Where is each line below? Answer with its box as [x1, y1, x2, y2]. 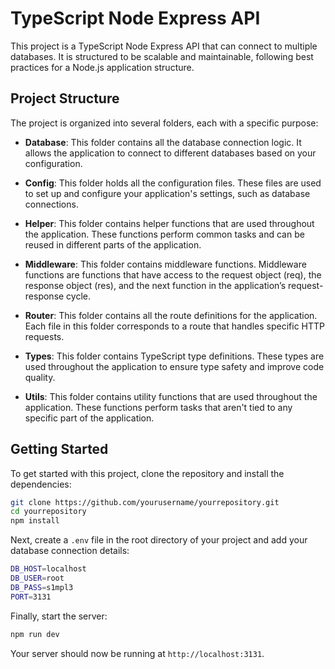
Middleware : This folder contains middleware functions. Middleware [24, 258, 307, 270]
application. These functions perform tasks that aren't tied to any [24, 401, 293, 413]
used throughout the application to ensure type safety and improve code [24, 360, 325, 372]
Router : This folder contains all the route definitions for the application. [24, 309, 318, 321]
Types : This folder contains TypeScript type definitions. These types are [24, 350, 325, 362]
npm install [10, 516, 60, 526]
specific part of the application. [24, 412, 155, 424]
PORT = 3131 [10, 592, 52, 602]
